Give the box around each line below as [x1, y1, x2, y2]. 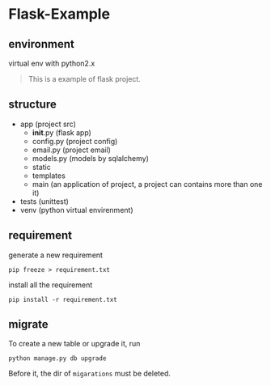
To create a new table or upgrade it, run [8, 339, 141, 349]
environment [8, 37, 74, 51]
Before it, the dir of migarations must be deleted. [8, 369, 171, 379]
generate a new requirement [8, 250, 104, 260]
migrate [8, 317, 49, 332]
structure [8, 98, 57, 112]
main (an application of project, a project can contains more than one [32, 179, 263, 189]
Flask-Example [8, 5, 111, 23]
